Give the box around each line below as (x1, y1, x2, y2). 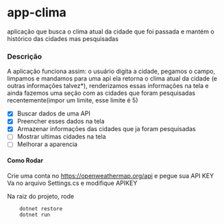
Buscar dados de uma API (16, 109, 90, 117)
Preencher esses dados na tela (16, 117, 105, 126)
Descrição (7, 51, 42, 61)
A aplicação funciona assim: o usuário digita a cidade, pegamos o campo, (7, 67, 216, 76)
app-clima (7, 5, 67, 20)
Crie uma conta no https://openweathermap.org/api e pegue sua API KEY (7, 171, 214, 180)
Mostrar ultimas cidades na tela (16, 132, 106, 141)
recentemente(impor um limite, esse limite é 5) (7, 96, 138, 104)
